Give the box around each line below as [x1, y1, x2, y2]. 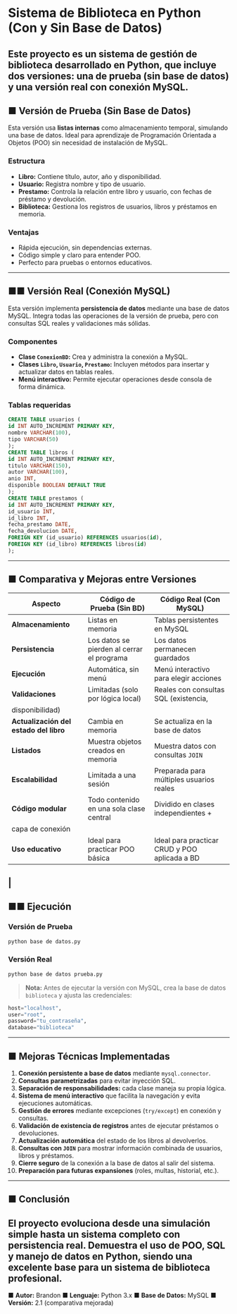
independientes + [154, 808, 212, 818]
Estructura [8, 156, 45, 166]
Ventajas [8, 227, 39, 237]
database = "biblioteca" [8, 1024, 75, 1031]
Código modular [11, 804, 67, 813]
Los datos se [87, 635, 130, 645]
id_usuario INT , [8, 508, 56, 515]
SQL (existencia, [154, 693, 208, 703]
